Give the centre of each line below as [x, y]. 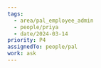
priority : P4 [27, 40]
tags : [15, 14]
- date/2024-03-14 [41, 34]
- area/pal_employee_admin [54, 21]
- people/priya [36, 27]
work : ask [22, 54]
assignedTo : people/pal [43, 47]
